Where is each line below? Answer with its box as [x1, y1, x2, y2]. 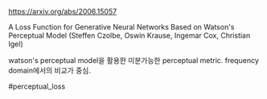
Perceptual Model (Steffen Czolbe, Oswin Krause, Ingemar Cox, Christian [8, 31, 251, 40]
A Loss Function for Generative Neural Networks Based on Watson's [8, 22, 235, 31]
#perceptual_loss [8, 81, 66, 91]
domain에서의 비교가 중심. [8, 65, 91, 75]
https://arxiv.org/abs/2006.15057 [8, 7, 117, 16]
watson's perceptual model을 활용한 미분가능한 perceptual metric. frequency [8, 56, 259, 65]
